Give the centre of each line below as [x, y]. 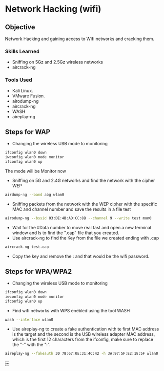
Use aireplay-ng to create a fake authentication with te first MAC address [85, 329]
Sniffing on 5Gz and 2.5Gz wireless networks [58, 62]
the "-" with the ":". [31, 344]
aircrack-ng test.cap [27, 247]
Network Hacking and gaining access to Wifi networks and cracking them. [80, 39]
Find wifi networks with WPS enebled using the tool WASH [71, 311]
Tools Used [19, 80]
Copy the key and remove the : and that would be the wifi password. [81, 256]
